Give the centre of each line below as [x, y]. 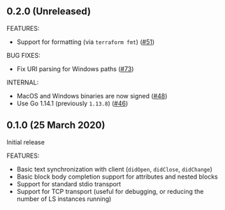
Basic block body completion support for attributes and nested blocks [117, 177]
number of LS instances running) [64, 199]
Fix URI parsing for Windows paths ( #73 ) [75, 68]
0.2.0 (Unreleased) [49, 12]
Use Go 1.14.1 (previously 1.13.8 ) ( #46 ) [72, 103]
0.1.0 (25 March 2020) [56, 125]
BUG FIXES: [23, 55]
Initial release [26, 142]
